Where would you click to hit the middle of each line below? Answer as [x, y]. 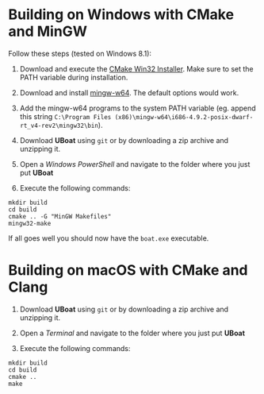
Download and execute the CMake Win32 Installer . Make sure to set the [136, 68]
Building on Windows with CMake [121, 15]
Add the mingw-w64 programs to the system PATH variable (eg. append [138, 108]
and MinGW [48, 31]
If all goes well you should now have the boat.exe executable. [109, 238]
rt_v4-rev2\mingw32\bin [59, 126]
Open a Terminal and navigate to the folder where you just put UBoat [132, 333]
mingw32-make [30, 223]
